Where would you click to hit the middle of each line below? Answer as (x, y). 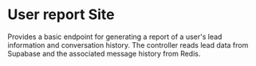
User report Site (61, 15)
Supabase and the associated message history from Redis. (104, 53)
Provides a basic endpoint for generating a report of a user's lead (115, 37)
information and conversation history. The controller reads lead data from (128, 45)
